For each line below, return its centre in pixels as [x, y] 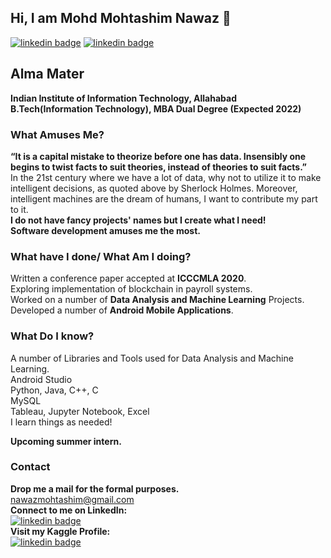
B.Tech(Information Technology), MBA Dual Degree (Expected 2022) [156, 108]
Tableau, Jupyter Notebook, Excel [80, 411]
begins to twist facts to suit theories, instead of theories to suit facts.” [159, 167]
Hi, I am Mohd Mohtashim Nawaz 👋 [121, 18]
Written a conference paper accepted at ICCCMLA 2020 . [128, 278]
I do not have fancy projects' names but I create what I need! [138, 220]
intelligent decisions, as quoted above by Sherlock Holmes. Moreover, [154, 188]
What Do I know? [52, 336]
